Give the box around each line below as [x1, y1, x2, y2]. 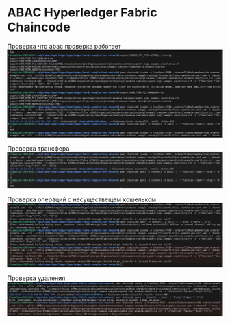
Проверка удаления [7, 274, 66, 282]
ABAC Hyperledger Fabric [7, 5, 157, 21]
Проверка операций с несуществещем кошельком [7, 195, 157, 203]
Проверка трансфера [7, 145, 70, 153]
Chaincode [7, 19, 71, 35]
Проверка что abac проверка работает [7, 42, 122, 50]
